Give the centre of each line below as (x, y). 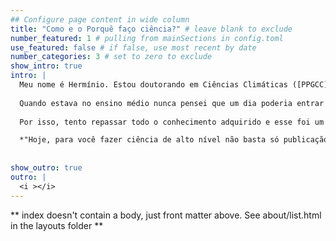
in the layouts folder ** (57, 225)
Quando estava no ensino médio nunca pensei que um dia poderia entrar (172, 103)
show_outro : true (46, 168)
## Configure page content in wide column (100, 19)
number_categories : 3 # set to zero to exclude (111, 57)
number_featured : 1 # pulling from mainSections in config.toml (147, 38)
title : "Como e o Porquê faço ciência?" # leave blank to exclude (151, 29)
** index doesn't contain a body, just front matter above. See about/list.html (166, 215)
